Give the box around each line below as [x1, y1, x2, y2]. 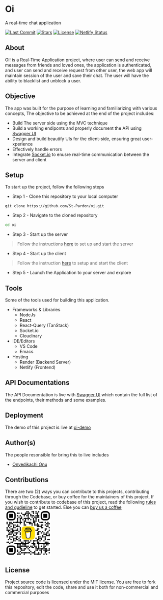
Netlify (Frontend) [19, 364, 55, 371]
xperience [12, 141, 33, 147]
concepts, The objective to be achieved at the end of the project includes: [5, 110, 155, 116]
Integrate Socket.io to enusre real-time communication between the [12, 151, 150, 157]
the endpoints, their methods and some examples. [5, 397, 107, 403]
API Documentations [5, 378, 70, 387]
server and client [12, 156, 47, 162]
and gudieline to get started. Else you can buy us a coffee [5, 504, 122, 510]
